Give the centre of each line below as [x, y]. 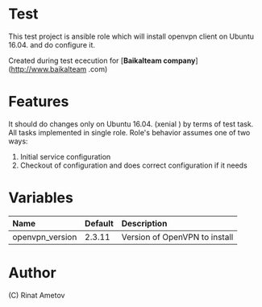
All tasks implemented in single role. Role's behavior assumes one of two [129, 132]
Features [39, 102]
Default [99, 223]
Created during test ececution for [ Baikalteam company [102, 60]
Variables [41, 198]
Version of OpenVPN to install [177, 237]
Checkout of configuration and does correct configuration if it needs [133, 165]
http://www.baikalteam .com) [59, 68]
